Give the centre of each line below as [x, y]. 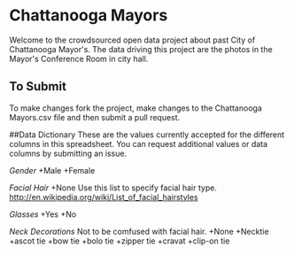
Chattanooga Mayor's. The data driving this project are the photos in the [141, 49]
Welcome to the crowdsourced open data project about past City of [132, 40]
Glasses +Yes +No [43, 214]
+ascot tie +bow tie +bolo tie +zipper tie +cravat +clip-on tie [120, 241]
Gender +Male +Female [52, 170]
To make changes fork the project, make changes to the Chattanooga [136, 108]
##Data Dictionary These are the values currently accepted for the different [147, 135]
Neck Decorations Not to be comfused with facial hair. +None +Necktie [139, 231]
